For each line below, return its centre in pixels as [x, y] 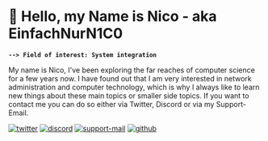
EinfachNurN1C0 [66, 33]
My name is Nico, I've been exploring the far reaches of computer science [132, 70]
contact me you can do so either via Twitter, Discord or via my [111, 104]
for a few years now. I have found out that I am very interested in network [130, 78]
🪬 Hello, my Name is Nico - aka [113, 17]
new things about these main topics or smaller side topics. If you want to [129, 95]
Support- [231, 104]
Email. [19, 113]
